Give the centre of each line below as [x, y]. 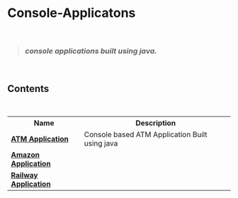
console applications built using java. [91, 51]
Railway [24, 175]
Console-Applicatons [72, 13]
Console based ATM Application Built [146, 134]
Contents [28, 89]
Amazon [25, 155]
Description [155, 123]
